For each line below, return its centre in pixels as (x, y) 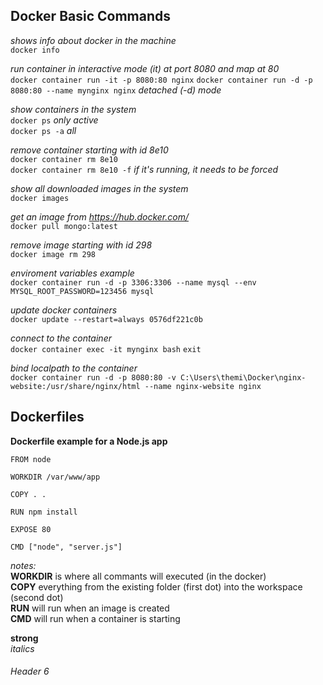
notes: (23, 565)
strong (24, 638)
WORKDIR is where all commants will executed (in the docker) (138, 576)
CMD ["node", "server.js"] (66, 547)
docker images (40, 198)
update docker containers (64, 310)
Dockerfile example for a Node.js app (89, 441)
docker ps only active (54, 120)
